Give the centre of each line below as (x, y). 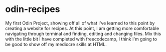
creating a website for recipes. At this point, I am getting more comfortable (82, 28)
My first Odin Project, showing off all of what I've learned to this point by (80, 23)
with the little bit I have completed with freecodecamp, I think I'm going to (81, 39)
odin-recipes (33, 9)
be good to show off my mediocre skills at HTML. (56, 44)
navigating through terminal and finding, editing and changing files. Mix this (83, 33)
